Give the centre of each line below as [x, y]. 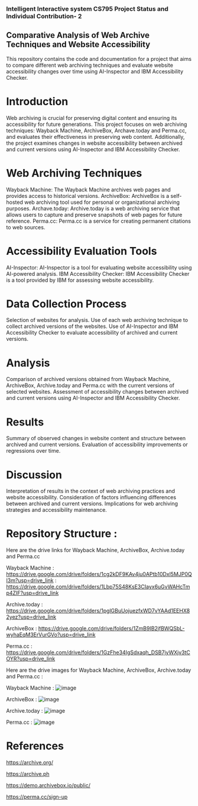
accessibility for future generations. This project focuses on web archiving [97, 124]
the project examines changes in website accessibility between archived [94, 143]
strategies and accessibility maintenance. [57, 510]
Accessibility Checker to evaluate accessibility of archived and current [92, 333]
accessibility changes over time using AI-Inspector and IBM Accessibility [95, 71]
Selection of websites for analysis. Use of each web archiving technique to [97, 320]
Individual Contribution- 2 [44, 16]
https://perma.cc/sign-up [37, 797]
